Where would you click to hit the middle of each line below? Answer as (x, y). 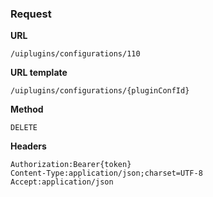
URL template (39, 73)
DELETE (24, 128)
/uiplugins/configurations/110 (75, 54)
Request (31, 14)
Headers (28, 146)
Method (27, 109)
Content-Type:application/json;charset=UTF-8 (106, 173)
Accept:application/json (62, 182)
